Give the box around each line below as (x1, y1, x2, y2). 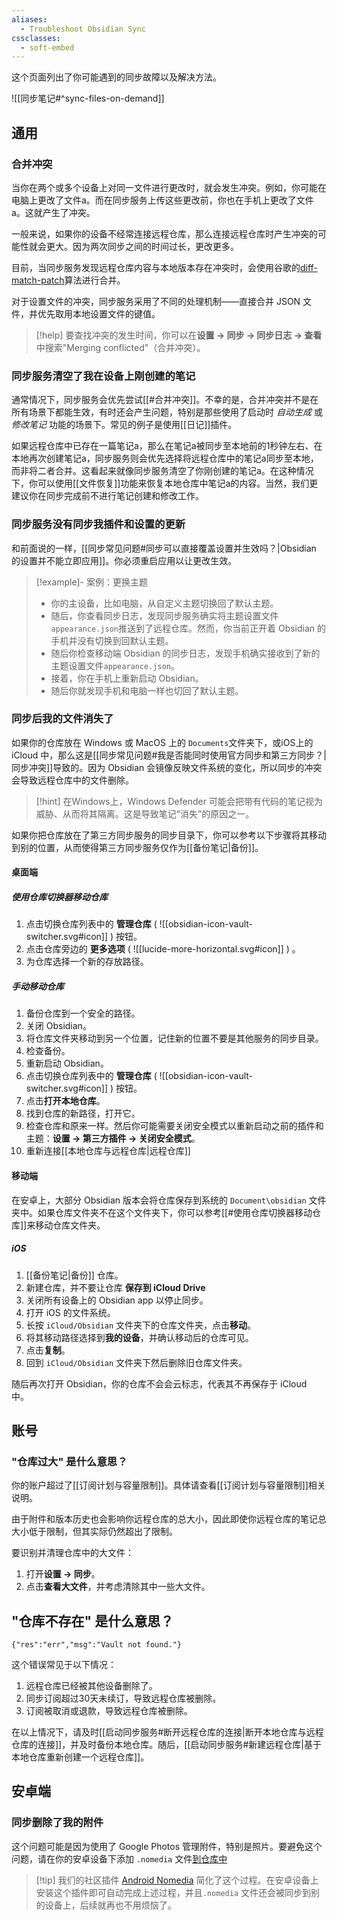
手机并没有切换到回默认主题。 (50, 634, 174, 646)
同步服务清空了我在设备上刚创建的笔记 (11, 369, 196, 383)
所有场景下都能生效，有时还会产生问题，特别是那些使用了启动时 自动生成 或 (11, 406, 323, 418)
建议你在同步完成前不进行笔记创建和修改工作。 (11, 490, 204, 502)
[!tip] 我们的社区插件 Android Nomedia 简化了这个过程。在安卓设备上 (35, 1874, 319, 1886)
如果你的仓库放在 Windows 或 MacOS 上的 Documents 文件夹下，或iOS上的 (11, 736, 314, 748)
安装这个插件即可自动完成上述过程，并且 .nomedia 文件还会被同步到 (35, 1886, 312, 1898)
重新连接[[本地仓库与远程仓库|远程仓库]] (25, 1145, 191, 1157)
